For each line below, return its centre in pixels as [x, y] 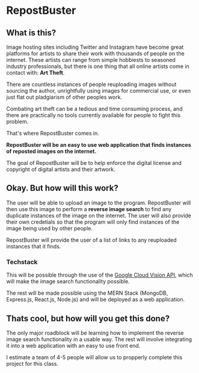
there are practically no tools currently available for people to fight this [93, 115]
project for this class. [32, 363]
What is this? [31, 33]
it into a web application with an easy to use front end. [73, 345]
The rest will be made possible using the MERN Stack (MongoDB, [87, 293]
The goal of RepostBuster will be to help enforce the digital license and [94, 163]
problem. [17, 122]
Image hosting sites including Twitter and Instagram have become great [95, 47]
